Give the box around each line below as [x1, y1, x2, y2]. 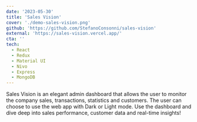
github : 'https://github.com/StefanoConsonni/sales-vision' [6, 25, 157, 31]
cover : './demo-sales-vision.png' [6, 19, 91, 25]
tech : [6, 42, 19, 48]
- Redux [11, 52, 31, 58]
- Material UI [11, 58, 46, 64]
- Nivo [11, 63, 28, 70]
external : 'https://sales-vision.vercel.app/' [6, 31, 122, 37]
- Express [11, 69, 35, 75]
